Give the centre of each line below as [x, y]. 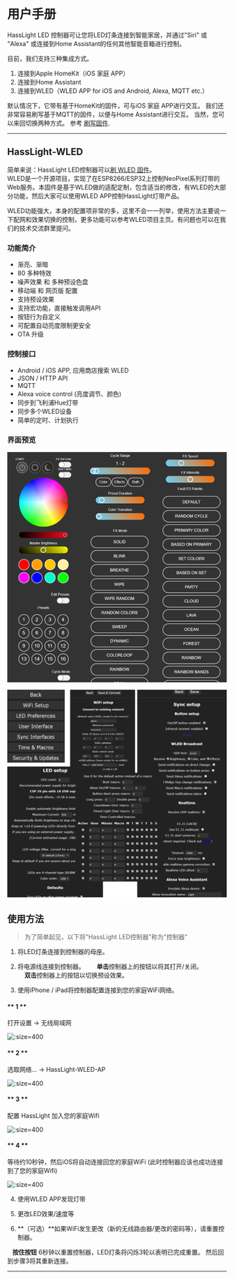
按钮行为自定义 [39, 317]
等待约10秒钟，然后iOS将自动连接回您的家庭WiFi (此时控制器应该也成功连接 [115, 1162]
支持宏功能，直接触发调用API [59, 308]
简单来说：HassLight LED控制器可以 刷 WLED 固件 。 [81, 170]
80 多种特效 [34, 274]
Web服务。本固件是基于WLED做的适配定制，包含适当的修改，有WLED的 [111, 187]
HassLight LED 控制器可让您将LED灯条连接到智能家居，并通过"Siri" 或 [107, 35]
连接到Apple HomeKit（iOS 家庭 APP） [73, 73]
